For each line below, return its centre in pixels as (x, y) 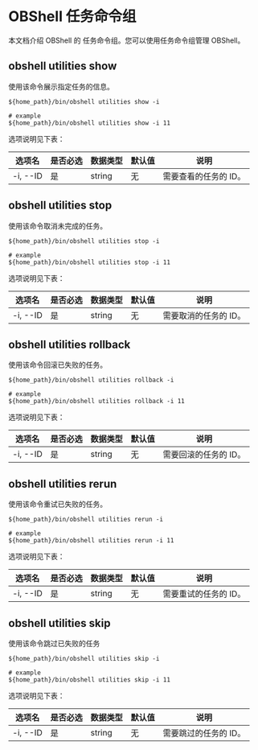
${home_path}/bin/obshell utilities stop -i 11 (90, 262)
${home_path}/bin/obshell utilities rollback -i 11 (96, 402)
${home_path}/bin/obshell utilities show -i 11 (90, 123)
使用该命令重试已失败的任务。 (57, 505)
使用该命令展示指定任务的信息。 (61, 86)
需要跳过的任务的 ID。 (204, 733)
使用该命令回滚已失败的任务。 (57, 365)
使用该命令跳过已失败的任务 (54, 643)
